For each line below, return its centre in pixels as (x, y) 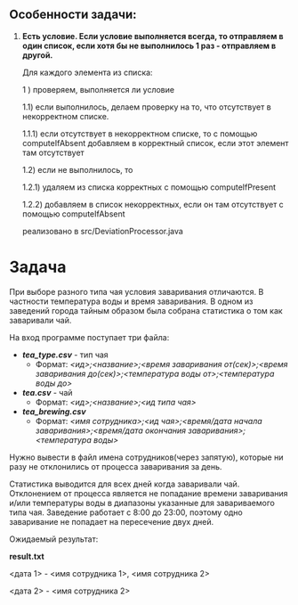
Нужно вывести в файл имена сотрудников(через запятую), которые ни (146, 457)
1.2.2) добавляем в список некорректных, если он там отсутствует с (153, 204)
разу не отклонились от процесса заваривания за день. (116, 466)
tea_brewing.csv (54, 411)
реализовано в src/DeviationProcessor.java (103, 231)
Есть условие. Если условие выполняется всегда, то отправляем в (153, 36)
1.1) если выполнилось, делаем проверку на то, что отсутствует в (146, 107)
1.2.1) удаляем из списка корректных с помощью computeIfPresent (149, 187)
